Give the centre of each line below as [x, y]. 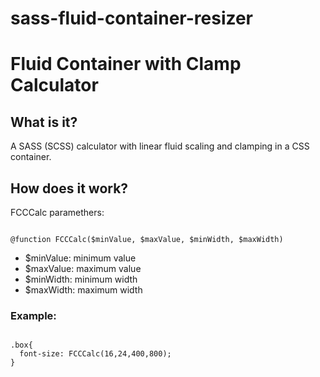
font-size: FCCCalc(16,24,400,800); [95, 354]
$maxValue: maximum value [83, 268]
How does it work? [69, 188]
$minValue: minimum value [80, 258]
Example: [33, 315]
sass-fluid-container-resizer [132, 18]
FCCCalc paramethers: [57, 212]
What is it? [44, 122]
